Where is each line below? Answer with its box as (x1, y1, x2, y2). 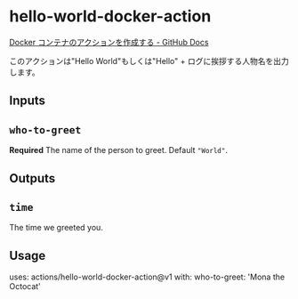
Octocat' (9, 281, 42, 292)
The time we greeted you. (9, 222, 104, 233)
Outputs (9, 171, 56, 186)
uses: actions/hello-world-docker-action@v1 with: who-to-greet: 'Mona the (9, 271, 286, 282)
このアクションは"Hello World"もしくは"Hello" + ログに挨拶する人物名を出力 (9, 55, 289, 66)
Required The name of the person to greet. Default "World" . (9, 145, 229, 156)
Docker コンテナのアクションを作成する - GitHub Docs (9, 36, 209, 47)
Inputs (9, 93, 46, 109)
